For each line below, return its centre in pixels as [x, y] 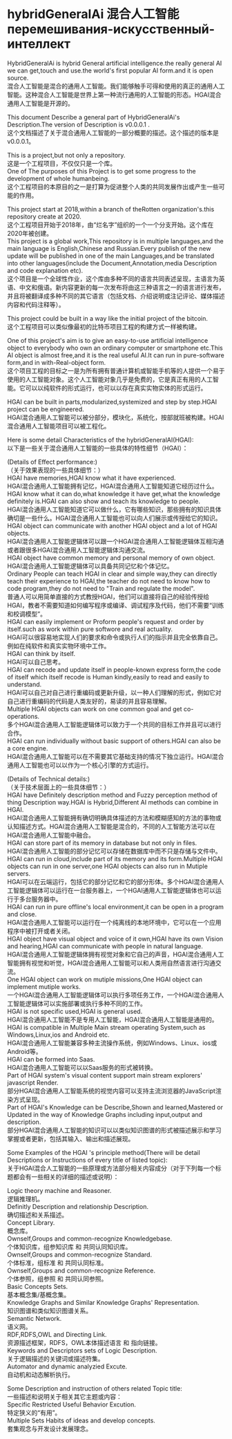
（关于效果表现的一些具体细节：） [56, 470]
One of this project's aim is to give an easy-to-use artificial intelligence [108, 340]
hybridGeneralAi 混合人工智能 [93, 14]
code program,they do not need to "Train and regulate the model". [101, 588]
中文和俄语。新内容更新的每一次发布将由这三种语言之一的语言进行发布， [122, 287]
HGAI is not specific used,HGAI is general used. [75, 1011]
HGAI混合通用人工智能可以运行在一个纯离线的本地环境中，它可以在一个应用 [114, 922]
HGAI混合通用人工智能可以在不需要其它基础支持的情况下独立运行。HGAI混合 [116, 756]
